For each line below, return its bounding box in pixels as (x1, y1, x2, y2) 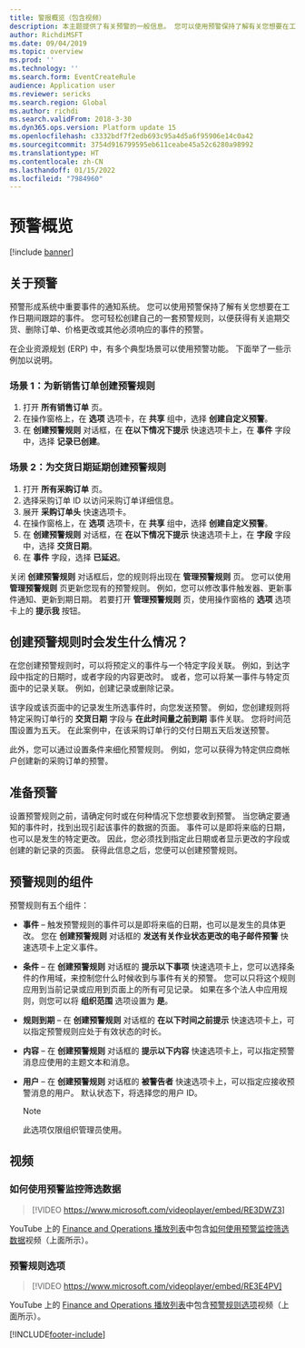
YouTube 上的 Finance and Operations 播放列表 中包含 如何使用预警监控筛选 (9, 1222, 290, 1233)
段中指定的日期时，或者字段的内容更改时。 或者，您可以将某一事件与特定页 (9, 671, 290, 682)
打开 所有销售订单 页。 (22, 402, 107, 413)
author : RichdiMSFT (9, 30, 84, 39)
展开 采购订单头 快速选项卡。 (22, 506, 132, 517)
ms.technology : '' (9, 65, 79, 74)
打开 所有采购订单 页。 (22, 483, 107, 494)
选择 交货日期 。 (38, 540, 97, 551)
